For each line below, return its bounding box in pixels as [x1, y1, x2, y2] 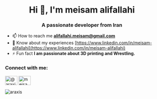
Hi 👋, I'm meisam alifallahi [29, 4, 135, 16]
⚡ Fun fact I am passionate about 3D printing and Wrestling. [12, 50, 136, 56]
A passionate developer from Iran [41, 22, 123, 29]
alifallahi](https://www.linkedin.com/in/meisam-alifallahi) [12, 45, 126, 51]
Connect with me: [5, 65, 48, 71]
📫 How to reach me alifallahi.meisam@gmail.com [12, 33, 116, 39]
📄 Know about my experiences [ [12, 40, 77, 46]
